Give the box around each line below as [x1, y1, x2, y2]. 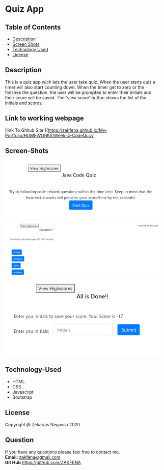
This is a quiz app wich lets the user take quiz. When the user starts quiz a [5, 79, 156, 85]
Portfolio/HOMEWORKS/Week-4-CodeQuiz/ [5, 132, 94, 138]
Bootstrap [12, 394, 32, 400]
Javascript [12, 389, 34, 395]
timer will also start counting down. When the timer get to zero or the [5, 84, 144, 90]
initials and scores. [5, 100, 43, 106]
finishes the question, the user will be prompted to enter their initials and [5, 89, 152, 95]
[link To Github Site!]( [5, 127, 48, 133]
